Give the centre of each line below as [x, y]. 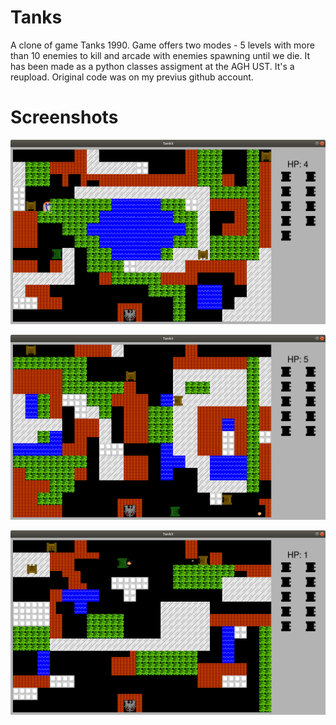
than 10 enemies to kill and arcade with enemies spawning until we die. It [160, 55]
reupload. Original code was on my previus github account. [132, 77]
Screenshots [64, 117]
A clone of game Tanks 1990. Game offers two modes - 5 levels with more [162, 45]
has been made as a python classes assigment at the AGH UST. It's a [152, 66]
